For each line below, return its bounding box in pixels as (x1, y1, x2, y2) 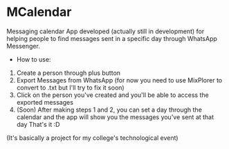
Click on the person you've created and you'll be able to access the (16, 91, 209, 99)
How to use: (16, 55, 51, 63)
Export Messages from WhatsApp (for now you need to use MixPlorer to (16, 76, 223, 84)
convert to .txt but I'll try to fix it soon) (16, 83, 125, 91)
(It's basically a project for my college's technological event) (6, 133, 178, 142)
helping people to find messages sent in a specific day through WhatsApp (6, 34, 217, 42)
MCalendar (6, 4, 72, 20)
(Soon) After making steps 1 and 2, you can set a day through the (16, 105, 202, 114)
